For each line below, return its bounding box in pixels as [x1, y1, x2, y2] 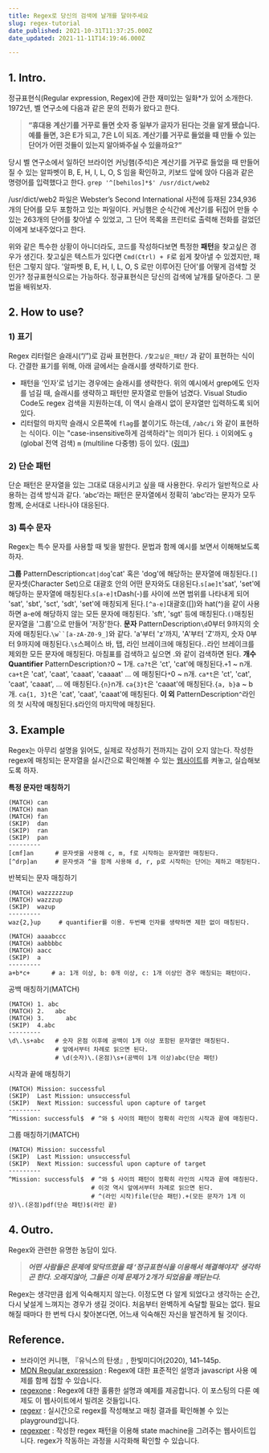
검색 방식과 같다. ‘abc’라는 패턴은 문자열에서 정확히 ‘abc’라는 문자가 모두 [29, 490, 256, 500]
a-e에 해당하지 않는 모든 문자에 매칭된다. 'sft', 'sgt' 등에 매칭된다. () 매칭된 [22, 609, 255, 619]
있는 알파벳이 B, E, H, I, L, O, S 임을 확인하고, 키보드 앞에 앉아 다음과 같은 [25, 168, 255, 177]
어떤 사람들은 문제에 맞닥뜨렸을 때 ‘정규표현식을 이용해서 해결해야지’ [27, 1262, 239, 1272]
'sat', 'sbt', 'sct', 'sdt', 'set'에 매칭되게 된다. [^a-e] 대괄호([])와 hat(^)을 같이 [8, 599, 246, 608]
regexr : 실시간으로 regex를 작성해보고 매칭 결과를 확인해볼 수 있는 [19, 1406, 230, 1415]
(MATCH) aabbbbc [8, 940, 63, 948]
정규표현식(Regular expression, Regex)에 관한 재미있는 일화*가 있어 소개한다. [8, 93, 253, 103]
